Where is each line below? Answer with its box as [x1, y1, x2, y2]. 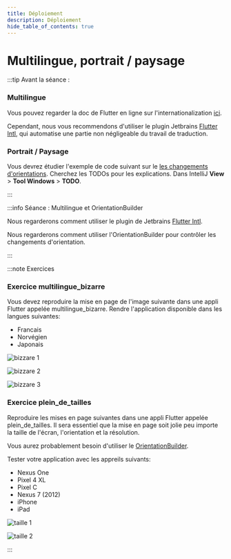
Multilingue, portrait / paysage [7, 53, 185, 68]
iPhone [17, 498, 38, 506]
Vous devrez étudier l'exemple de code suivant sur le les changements [7, 162, 208, 170]
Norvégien [17, 333, 48, 341]
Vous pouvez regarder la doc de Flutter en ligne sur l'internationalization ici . [7, 108, 222, 117]
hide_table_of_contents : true [7, 23, 94, 30]
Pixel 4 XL [17, 475, 46, 484]
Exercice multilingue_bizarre [7, 281, 106, 291]
